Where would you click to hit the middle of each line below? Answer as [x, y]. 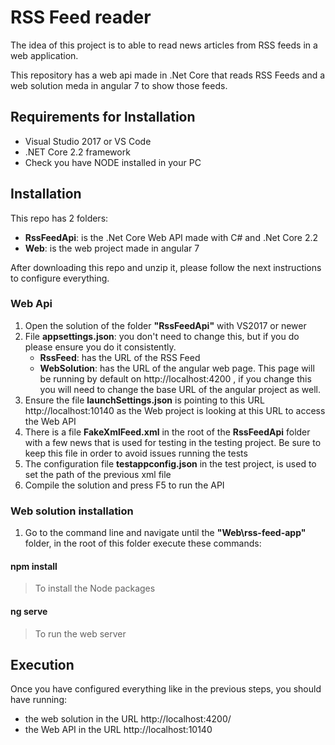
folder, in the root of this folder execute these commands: [143, 543]
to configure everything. [60, 278]
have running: [39, 700]
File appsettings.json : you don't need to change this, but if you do [162, 336]
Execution [42, 664]
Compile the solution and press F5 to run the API [124, 485]
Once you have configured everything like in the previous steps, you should [166, 689]
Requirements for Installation [103, 117]
